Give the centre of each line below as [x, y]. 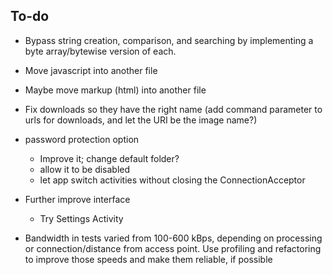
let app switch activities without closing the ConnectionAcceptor [172, 180]
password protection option [82, 139]
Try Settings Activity [81, 218]
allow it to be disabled [85, 169]
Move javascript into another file [91, 70]
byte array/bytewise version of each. [100, 51]
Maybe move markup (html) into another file [115, 90]
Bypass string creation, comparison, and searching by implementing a [169, 40]
